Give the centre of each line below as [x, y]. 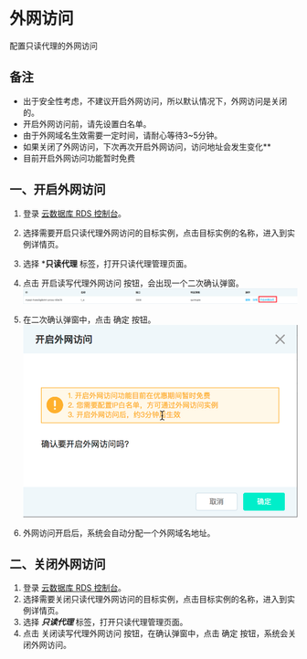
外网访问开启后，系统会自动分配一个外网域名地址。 [119, 533]
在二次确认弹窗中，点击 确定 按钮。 [89, 319]
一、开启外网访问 [58, 189]
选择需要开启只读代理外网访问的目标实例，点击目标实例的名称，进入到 [155, 233]
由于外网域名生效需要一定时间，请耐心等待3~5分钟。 [122, 135]
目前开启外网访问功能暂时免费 [79, 158]
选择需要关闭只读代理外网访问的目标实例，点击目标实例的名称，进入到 [155, 600]
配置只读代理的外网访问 [53, 46]
